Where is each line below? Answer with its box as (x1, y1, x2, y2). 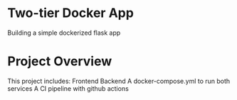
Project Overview (7, 53, 112, 70)
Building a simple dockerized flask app (7, 28, 121, 37)
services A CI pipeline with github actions (7, 84, 130, 93)
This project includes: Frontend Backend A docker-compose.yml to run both (7, 77, 231, 85)
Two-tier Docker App (7, 5, 134, 21)
